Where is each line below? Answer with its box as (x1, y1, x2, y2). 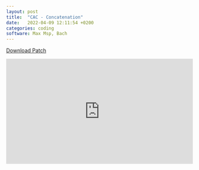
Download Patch (6, 47, 46, 54)
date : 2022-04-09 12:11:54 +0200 (6, 20, 94, 25)
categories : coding (6, 25, 54, 31)
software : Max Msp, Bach (6, 31, 68, 37)
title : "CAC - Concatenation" (6, 14, 84, 20)
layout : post (6, 8, 38, 15)
